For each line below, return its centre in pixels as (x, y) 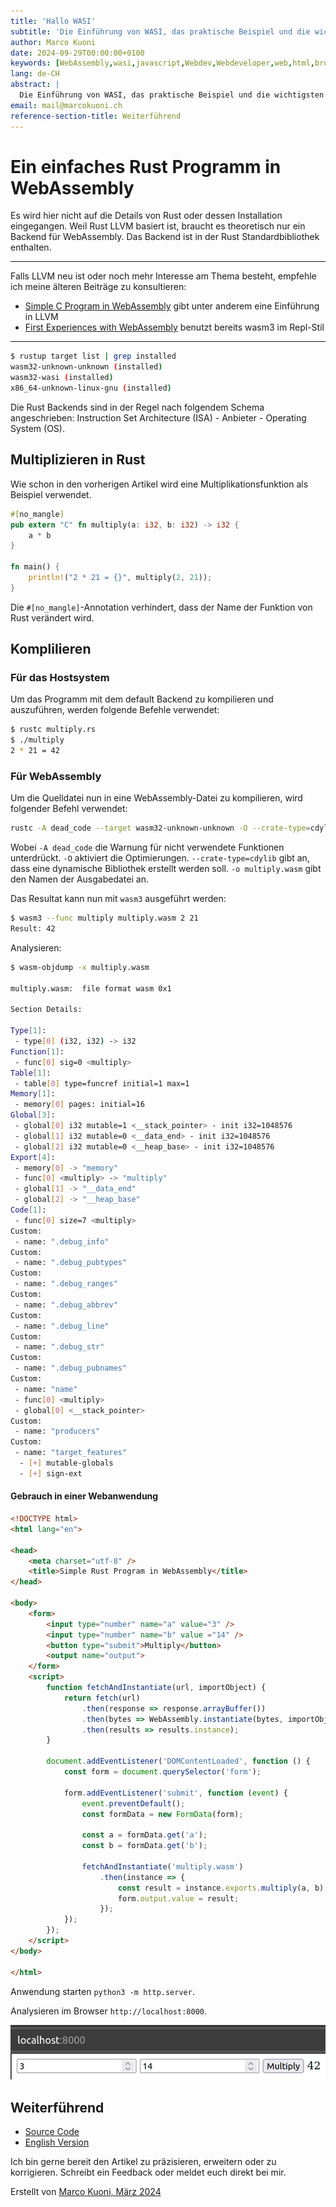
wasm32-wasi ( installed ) (62, 378)
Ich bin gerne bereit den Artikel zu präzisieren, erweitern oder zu (143, 2162)
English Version (57, 2142)
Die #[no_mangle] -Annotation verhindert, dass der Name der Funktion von (161, 607)
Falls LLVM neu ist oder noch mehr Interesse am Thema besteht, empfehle (163, 276)
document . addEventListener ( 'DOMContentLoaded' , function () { (178, 1761)
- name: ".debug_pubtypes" (71, 1263)
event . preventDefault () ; (133, 1803)
